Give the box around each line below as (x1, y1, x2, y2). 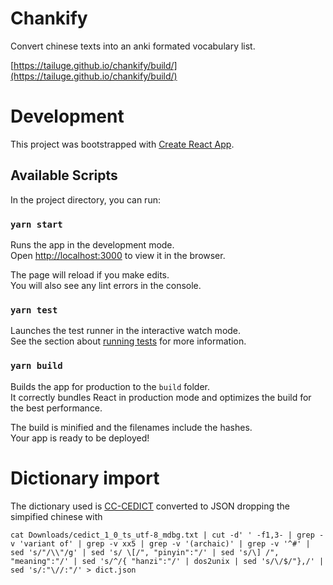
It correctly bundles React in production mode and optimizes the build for (10, 391, 312, 403)
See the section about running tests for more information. (10, 335, 247, 347)
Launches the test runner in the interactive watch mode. (10, 325, 242, 337)
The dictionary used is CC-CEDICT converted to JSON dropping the (10, 500, 290, 512)
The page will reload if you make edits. (10, 268, 170, 281)
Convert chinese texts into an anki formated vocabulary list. (10, 40, 256, 52)
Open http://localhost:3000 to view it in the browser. (10, 249, 226, 261)
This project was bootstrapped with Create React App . (10, 138, 235, 150)
